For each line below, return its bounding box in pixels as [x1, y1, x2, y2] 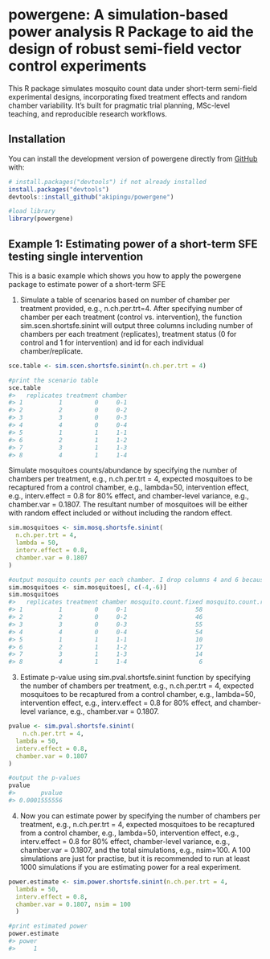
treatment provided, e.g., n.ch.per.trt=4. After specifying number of [19, 303, 243, 313]
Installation [8, 133, 66, 146]
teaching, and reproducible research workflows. [8, 109, 167, 118]
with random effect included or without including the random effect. [8, 508, 233, 518]
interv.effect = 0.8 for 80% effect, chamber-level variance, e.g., [19, 836, 231, 846]
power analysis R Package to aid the [8, 23, 255, 41]
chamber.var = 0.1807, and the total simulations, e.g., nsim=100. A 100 [19, 845, 251, 854]
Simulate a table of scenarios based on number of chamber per [19, 295, 231, 305]
